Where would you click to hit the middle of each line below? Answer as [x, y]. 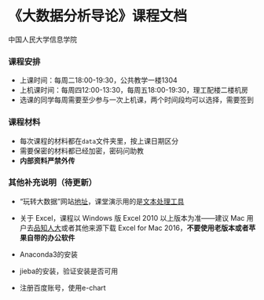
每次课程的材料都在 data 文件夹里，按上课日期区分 [99, 141]
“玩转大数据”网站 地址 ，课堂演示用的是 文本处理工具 [102, 201]
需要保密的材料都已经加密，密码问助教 [81, 151]
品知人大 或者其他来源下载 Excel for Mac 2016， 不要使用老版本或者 [141, 228]
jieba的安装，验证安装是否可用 [69, 271]
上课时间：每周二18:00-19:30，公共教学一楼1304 [99, 80]
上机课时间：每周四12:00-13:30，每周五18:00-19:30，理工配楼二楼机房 [134, 90]
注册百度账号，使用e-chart [62, 287]
